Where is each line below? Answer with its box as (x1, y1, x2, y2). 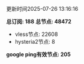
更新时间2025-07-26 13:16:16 (6, 5, 79, 12)
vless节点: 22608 (14, 31, 58, 38)
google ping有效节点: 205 (6, 51, 71, 58)
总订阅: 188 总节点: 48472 (6, 18, 72, 25)
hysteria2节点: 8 (14, 38, 55, 45)
